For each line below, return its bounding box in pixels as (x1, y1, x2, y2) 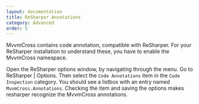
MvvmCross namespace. (6, 54, 67, 61)
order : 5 (6, 25, 28, 31)
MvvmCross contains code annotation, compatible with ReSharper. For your (6, 42, 192, 49)
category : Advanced (6, 20, 55, 26)
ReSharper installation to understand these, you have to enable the (6, 48, 169, 55)
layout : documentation (6, 8, 62, 15)
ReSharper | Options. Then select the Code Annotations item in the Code (6, 72, 180, 79)
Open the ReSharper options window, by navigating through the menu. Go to (6, 66, 193, 73)
